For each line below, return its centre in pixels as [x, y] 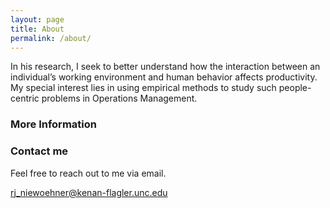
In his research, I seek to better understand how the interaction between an [165, 67]
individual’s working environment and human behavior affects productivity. [164, 77]
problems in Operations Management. [119, 98]
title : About [37, 29]
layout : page [37, 19]
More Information [53, 124]
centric [25, 98]
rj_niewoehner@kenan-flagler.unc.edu [89, 192]
